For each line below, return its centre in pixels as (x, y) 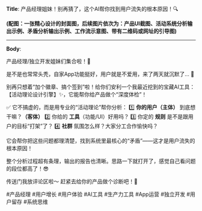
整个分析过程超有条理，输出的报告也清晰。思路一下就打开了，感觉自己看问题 (101, 161)
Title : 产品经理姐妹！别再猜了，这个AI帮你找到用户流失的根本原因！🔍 (92, 9)
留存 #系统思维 (29, 202)
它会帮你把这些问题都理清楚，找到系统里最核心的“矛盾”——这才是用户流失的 (101, 141)
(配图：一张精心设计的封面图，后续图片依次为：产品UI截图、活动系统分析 (97, 24)
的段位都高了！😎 (28, 168)
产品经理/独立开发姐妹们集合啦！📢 (49, 61)
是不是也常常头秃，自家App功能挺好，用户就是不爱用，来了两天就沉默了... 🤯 (100, 74)
